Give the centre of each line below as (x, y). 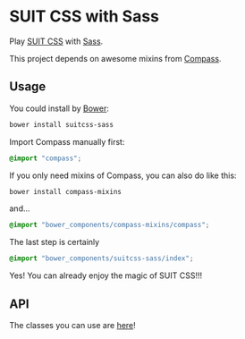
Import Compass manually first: (67, 141)
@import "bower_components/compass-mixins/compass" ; (110, 225)
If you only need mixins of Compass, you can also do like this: (123, 175)
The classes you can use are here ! (72, 325)
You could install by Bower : (59, 108)
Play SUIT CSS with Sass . (56, 41)
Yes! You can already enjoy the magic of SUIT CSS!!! (106, 275)
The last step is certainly (55, 242)
